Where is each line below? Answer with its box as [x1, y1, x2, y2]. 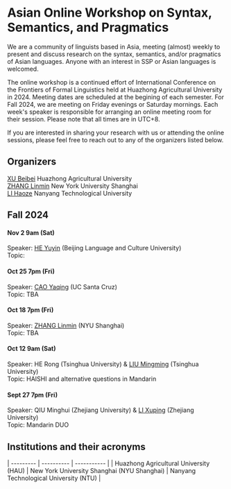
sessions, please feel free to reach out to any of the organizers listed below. [7, 135, 224, 144]
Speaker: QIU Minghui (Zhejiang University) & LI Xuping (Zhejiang [7, 406, 194, 414]
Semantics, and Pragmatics [7, 19, 169, 35]
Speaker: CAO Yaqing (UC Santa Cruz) [7, 282, 118, 291]
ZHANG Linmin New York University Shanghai [7, 182, 139, 190]
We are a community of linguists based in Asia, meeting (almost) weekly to [7, 42, 221, 51]
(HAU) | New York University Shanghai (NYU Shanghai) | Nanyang [7, 466, 196, 474]
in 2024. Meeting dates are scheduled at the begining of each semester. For [7, 92, 224, 101]
